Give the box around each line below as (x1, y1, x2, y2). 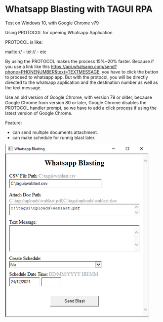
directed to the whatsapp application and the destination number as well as (5, 79, 158, 85)
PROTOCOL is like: (5, 39, 43, 45)
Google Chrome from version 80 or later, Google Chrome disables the (5, 99, 147, 105)
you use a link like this (5, 64, 50, 69)
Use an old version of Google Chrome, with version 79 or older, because (5, 94, 152, 100)
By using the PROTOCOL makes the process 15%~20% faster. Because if (5, 58, 154, 64)
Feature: (5, 120, 22, 126)
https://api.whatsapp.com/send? (51, 64, 117, 69)
